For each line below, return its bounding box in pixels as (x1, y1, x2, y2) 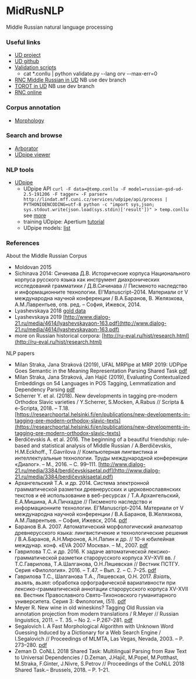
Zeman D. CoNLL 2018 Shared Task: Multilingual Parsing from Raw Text (14, 648, 187, 655)
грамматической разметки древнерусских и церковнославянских (14, 486, 181, 493)
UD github (14, 57, 39, 65)
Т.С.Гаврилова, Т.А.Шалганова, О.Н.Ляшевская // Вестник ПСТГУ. (14, 561, 180, 568)
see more (23, 212, 47, 219)
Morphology (14, 117, 44, 124)
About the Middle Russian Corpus (6, 252, 87, 259)
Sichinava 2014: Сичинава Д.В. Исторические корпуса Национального (14, 270, 191, 277)
